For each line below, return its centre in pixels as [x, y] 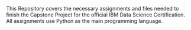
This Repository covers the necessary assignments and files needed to [93, 9]
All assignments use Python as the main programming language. [85, 21]
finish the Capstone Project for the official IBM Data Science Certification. [96, 15]
